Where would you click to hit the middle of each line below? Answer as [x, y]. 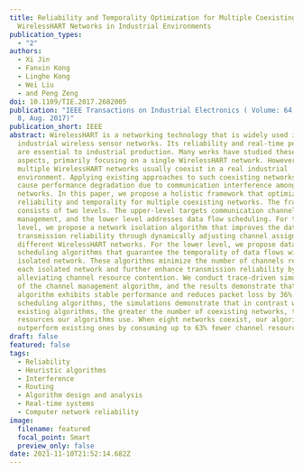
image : [22, 421]
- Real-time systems [56, 404]
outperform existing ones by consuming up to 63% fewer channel [141, 329]
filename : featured [54, 429]
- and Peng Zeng [48, 93]
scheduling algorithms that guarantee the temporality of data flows [151, 253]
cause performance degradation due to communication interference [145, 186]
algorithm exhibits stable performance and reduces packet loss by [147, 294]
